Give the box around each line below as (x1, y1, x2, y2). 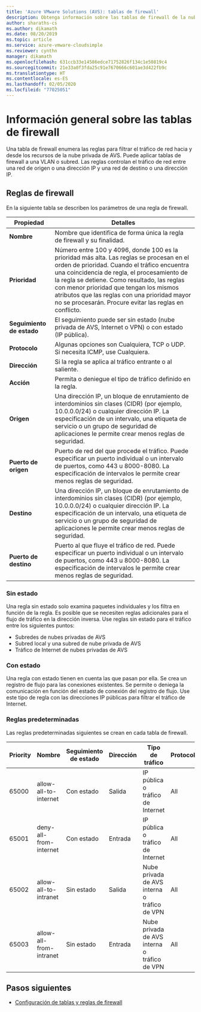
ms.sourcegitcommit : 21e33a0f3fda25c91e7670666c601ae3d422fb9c (6, 64, 167, 71)
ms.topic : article (6, 37, 52, 43)
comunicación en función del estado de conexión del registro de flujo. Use (6, 687, 190, 695)
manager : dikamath (6, 53, 52, 59)
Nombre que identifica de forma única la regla (54, 229, 184, 237)
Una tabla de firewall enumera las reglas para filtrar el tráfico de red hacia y (6, 145, 193, 152)
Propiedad (14, 218, 44, 227)
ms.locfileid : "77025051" (6, 87, 71, 93)
